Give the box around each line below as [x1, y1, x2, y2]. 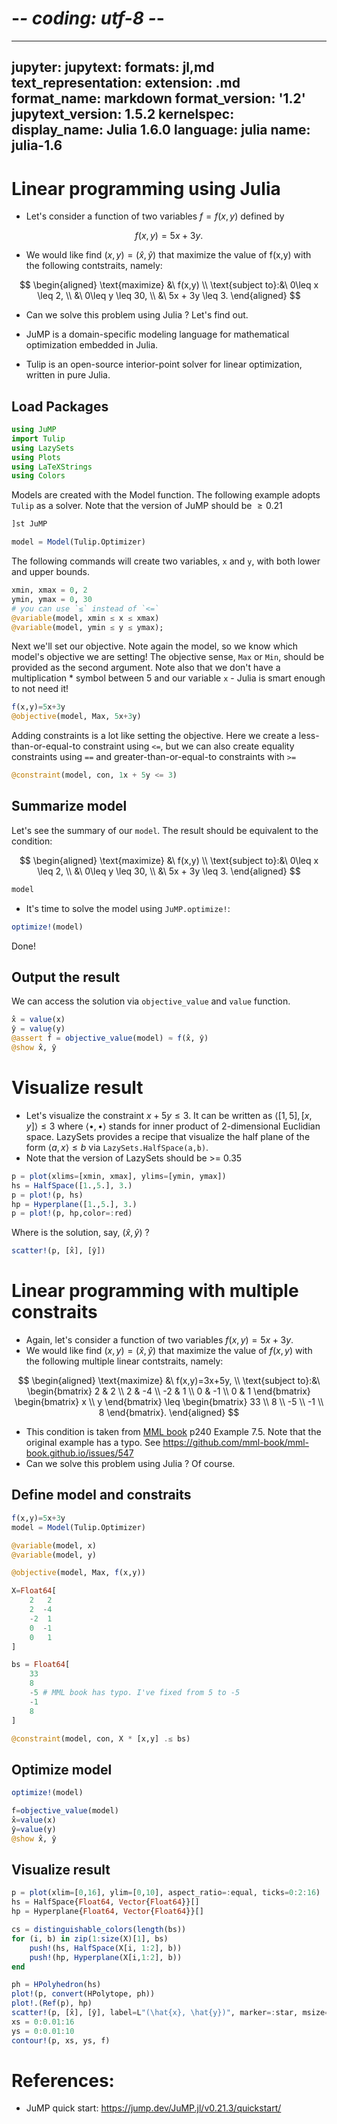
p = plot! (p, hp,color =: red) [11, 1208, 133, 1219]
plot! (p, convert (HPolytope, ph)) [11, 1989, 156, 1999]
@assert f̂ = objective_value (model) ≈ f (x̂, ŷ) [11, 1033, 209, 1044]
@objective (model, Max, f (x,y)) [11, 1568, 146, 1578]
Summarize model [11, 798, 128, 815]
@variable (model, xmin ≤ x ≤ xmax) [11, 613, 160, 623]
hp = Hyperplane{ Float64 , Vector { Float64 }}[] [11, 1907, 204, 1917]
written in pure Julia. [25, 369, 111, 381]
